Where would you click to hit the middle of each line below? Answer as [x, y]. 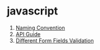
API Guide [28, 34]
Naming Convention [40, 28]
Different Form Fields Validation [55, 40]
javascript [33, 11]
